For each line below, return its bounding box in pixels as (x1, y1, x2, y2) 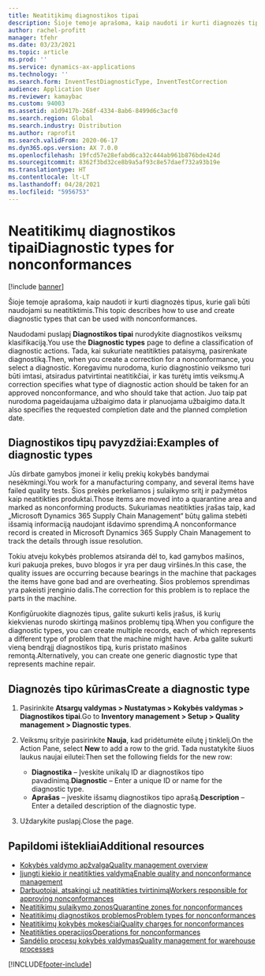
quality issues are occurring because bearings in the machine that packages (8, 568, 257, 578)
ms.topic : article (8, 48, 69, 56)
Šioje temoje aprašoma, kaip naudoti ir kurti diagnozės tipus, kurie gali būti (8, 297, 251, 307)
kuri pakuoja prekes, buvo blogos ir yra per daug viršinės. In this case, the (8, 560, 247, 570)
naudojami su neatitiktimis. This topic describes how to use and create (8, 305, 235, 315)
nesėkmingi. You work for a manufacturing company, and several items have (8, 477, 255, 487)
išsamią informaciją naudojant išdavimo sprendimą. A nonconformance (8, 519, 237, 529)
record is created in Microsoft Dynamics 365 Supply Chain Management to (8, 528, 251, 537)
